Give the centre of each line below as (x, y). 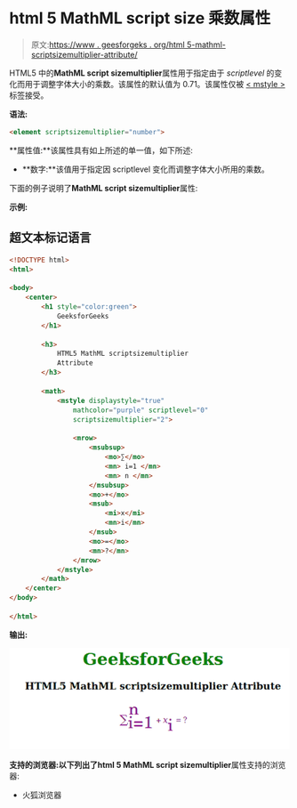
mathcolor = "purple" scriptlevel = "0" (140, 410)
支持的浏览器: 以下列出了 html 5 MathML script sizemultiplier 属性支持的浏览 (148, 765)
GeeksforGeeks (83, 316)
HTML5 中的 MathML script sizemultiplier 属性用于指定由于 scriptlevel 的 (142, 73)
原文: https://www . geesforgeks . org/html (108, 44)
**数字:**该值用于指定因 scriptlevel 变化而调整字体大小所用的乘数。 (145, 169)
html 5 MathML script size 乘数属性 (140, 18)
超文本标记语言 (50, 238)
